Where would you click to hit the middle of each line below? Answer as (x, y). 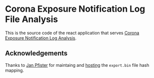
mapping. (15, 70)
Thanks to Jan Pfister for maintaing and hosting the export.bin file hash (77, 65)
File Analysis (32, 19)
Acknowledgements (36, 53)
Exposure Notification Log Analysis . (41, 38)
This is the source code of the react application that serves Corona (72, 33)
